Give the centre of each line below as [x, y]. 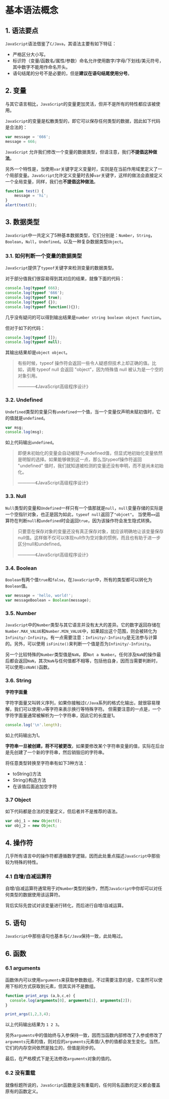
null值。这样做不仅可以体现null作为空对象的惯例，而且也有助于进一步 [89, 537]
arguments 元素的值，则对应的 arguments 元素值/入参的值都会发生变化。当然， [84, 1041]
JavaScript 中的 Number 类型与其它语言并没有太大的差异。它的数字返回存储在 [83, 625]
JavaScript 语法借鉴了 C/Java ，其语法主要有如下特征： [61, 44]
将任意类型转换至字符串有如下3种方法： [46, 763]
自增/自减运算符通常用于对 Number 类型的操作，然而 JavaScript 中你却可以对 [81, 888]
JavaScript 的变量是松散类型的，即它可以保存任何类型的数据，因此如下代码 [83, 121]
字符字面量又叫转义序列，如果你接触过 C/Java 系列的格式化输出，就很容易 [80, 703]
